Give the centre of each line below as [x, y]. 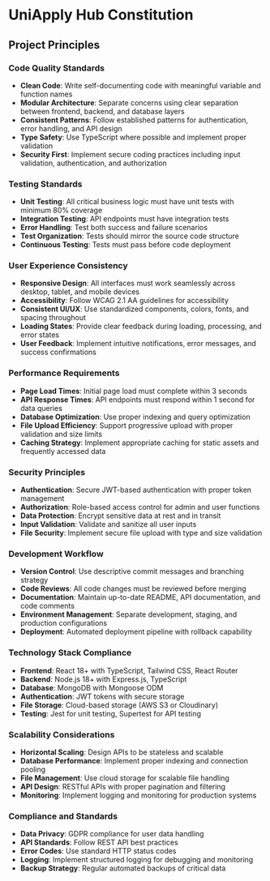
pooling [33, 769]
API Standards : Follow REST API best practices [99, 843]
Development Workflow [56, 554]
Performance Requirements [64, 373]
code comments [47, 606]
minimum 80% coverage [61, 210]
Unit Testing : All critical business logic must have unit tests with [127, 202]
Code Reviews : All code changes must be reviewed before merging [133, 588]
